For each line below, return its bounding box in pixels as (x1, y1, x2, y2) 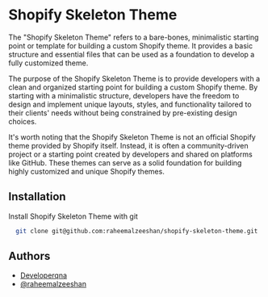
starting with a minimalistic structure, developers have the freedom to (8, 90, 240, 100)
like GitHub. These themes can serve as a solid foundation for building (8, 157, 242, 167)
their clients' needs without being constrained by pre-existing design (8, 107, 237, 118)
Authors (8, 249, 51, 263)
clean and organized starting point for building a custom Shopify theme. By (8, 82, 258, 92)
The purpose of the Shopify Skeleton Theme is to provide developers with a (8, 73, 261, 83)
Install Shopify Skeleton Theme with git (8, 211, 139, 221)
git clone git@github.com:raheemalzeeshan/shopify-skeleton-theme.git (15, 227, 258, 235)
